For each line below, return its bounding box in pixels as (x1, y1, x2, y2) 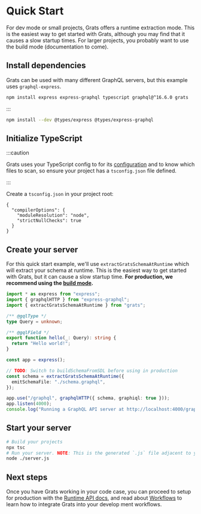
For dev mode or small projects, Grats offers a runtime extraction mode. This (6, 24, 195, 31)
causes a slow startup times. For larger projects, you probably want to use (6, 37, 190, 44)
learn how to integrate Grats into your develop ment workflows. (6, 501, 162, 508)
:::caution (6, 149, 30, 156)
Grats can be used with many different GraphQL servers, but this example (6, 76, 188, 83)
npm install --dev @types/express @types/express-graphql (6, 117, 154, 123)
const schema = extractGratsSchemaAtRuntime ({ (6, 373, 124, 379)
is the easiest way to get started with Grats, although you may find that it (6, 30, 185, 37)
